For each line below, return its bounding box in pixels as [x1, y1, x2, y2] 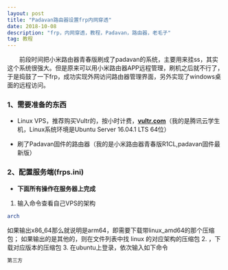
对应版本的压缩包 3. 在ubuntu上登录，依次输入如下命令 [12, 243, 168, 251]
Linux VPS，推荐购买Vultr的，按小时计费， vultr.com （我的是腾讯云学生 [16, 117, 220, 125]
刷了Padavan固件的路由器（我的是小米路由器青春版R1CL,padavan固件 [16, 140, 215, 148]
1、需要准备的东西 [7, 100, 67, 110]
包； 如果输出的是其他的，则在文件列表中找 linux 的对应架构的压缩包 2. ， [7, 234, 215, 243]
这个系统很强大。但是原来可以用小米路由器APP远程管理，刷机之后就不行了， [7, 64, 224, 72]
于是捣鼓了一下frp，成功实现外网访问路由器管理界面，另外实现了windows [7, 73, 215, 81]
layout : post [7, 10, 45, 17]
